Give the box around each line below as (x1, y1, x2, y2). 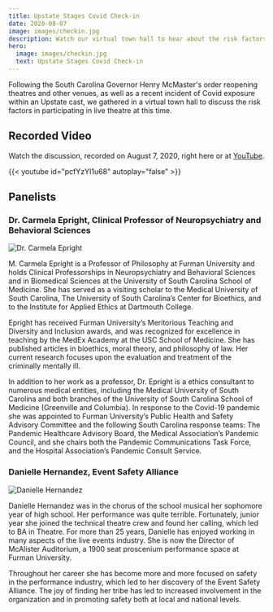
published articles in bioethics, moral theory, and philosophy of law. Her (8, 343, 249, 354)
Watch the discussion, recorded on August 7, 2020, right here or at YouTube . (8, 151, 265, 160)
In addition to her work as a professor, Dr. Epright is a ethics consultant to (8, 377, 254, 387)
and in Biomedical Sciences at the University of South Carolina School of (8, 276, 252, 286)
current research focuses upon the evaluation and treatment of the (8, 352, 232, 362)
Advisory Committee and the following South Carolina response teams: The (8, 420, 261, 430)
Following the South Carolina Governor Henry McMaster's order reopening (8, 79, 258, 90)
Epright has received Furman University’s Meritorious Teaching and (8, 318, 234, 328)
